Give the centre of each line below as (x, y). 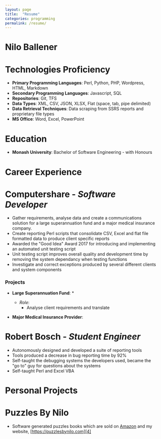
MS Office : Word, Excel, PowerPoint (48, 119)
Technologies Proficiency (58, 69)
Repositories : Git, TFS (34, 98)
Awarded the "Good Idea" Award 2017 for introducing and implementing (84, 244)
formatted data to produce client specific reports (61, 238)
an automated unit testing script (44, 249)
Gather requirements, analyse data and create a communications (77, 218)
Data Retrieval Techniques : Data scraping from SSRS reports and (78, 109)
